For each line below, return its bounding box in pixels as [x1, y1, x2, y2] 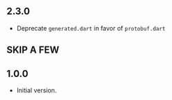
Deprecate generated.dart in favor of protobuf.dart [16, 24, 166, 32]
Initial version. [16, 86, 57, 94]
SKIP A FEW [6, 44, 60, 56]
